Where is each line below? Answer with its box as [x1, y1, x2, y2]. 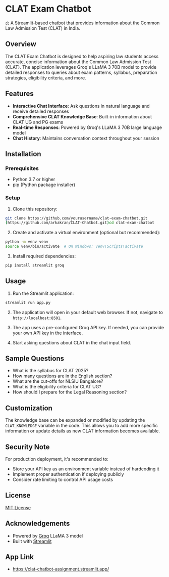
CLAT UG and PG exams [12, 119, 64, 125]
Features [5, 90, 34, 98]
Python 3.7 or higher [12, 176, 55, 183]
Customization [5, 404, 53, 412]
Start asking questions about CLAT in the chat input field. [12, 339, 131, 345]
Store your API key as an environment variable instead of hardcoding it [12, 466, 160, 472]
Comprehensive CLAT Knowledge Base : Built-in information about [12, 113, 152, 119]
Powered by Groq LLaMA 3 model [12, 532, 83, 539]
